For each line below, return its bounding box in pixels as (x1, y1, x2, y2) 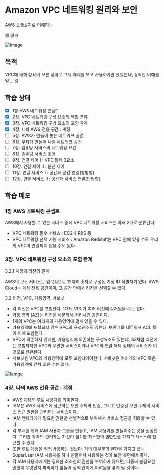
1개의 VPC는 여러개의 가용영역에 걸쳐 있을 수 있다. (12, 318, 108, 324)
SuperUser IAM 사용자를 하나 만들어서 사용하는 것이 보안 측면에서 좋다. (12, 452, 149, 458)
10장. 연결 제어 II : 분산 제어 (12, 163, 65, 169)
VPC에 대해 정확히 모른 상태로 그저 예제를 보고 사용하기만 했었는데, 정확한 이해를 (5, 72, 160, 77)
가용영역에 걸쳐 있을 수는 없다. (12, 361, 70, 367)
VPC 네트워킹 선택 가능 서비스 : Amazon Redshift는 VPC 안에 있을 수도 (12, 236, 149, 242)
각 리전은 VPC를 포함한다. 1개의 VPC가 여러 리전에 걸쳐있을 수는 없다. (12, 306, 146, 312)
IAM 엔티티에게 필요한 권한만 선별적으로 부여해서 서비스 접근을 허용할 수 (12, 415, 150, 421)
